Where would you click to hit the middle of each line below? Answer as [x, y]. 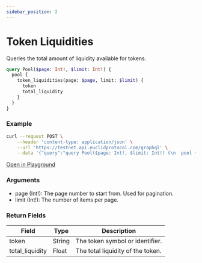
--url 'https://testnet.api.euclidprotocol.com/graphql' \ [93, 147]
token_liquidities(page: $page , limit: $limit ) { [81, 81]
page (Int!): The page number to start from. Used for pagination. [94, 193]
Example [19, 124]
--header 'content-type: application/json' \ [75, 142]
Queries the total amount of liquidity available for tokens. [76, 58]
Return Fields [26, 215]
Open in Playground [31, 165]
